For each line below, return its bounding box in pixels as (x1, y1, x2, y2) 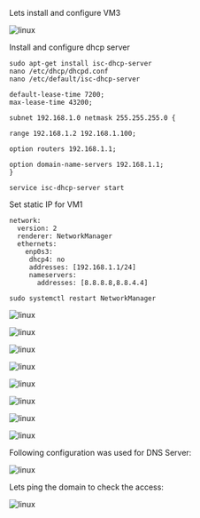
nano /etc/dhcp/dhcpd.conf (9, 67, 109, 76)
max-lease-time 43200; (9, 98, 93, 107)
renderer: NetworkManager (17, 232, 113, 241)
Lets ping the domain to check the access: (9, 482, 164, 492)
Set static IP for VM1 (9, 199, 83, 210)
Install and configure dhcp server (9, 42, 130, 52)
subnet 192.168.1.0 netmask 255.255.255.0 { (9, 114, 176, 123)
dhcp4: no (28, 255, 65, 264)
